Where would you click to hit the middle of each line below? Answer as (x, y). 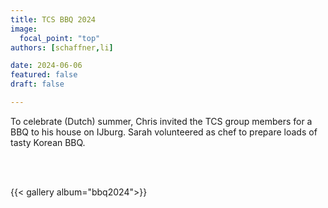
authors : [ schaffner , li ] (62, 47)
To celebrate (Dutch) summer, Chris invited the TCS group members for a (161, 121)
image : (24, 29)
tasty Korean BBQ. (48, 142)
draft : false (37, 84)
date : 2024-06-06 (46, 66)
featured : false (44, 75)
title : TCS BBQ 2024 (53, 19)
